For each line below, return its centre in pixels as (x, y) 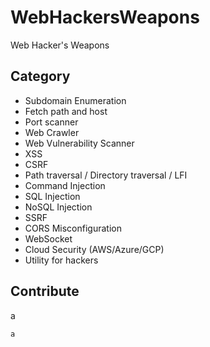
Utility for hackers (61, 260)
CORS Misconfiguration (73, 228)
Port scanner (51, 122)
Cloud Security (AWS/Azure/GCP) (94, 249)
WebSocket (48, 238)
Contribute (45, 291)
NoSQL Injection (58, 207)
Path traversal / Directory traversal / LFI (106, 175)
